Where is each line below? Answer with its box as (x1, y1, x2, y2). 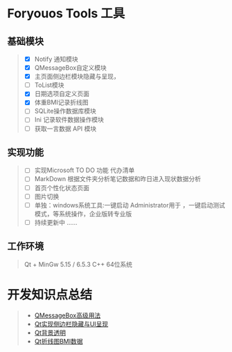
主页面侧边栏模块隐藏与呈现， (34, 73, 120, 81)
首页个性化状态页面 (34, 183, 90, 192)
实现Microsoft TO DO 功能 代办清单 (34, 166, 135, 174)
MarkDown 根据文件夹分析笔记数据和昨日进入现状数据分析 (34, 175, 202, 183)
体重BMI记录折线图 (34, 98, 89, 106)
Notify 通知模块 (34, 55, 78, 63)
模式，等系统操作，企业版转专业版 (34, 210, 132, 218)
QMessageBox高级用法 (34, 311, 101, 319)
